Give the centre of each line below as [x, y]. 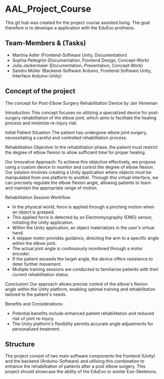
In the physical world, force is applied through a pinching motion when [83, 207]
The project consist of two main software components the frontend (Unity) [80, 356]
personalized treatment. [36, 329]
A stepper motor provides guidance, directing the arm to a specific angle [85, 238]
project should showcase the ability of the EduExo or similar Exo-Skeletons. [81, 372]
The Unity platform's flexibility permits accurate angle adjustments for [82, 324]
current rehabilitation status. [41, 274]
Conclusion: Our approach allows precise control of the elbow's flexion [76, 284]
